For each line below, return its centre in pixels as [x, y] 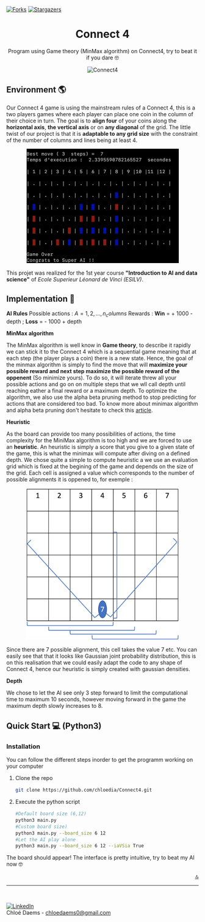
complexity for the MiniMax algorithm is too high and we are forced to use [99, 440]
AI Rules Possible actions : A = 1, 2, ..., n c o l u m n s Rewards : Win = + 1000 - [100, 314]
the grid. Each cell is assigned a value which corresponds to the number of [100, 473]
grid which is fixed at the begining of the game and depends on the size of [100, 466]
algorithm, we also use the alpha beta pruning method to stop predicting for [101, 397]
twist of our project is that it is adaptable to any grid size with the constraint [102, 133]
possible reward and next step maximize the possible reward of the [93, 371]
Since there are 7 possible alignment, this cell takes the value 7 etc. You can [102, 650]
